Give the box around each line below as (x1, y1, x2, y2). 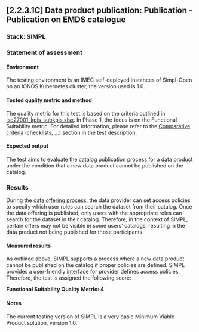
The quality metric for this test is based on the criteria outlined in (6, 110, 166, 117)
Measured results (6, 242, 51, 249)
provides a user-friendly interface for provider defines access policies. (6, 268, 180, 275)
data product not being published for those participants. (6, 228, 145, 235)
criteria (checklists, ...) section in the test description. (6, 129, 137, 136)
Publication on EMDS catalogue (6, 15, 126, 25)
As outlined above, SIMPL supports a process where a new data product (6, 255, 185, 262)
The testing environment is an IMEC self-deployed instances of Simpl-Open (6, 76, 192, 83)
